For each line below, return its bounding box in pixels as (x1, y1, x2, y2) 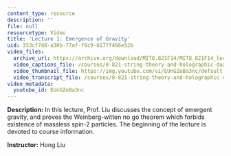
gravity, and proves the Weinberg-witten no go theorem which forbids (7, 113, 205, 121)
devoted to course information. (7, 128, 95, 136)
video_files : (7, 49, 45, 56)
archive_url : (13, 55, 51, 62)
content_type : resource (7, 10, 76, 17)
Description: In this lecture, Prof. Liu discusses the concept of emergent (7, 106, 212, 114)
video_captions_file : (13, 61, 76, 68)
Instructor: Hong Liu (7, 141, 66, 149)
